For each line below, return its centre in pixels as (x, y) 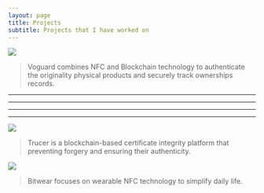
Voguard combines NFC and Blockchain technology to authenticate (136, 67)
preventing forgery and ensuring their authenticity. (109, 151)
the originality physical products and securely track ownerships (130, 75)
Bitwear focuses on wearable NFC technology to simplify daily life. (135, 181)
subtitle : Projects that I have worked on (79, 30)
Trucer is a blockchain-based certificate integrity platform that (128, 143)
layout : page (29, 15)
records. (41, 84)
